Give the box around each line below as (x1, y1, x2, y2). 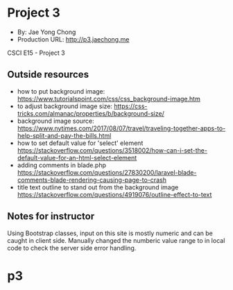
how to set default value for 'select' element (17, 139, 144, 147)
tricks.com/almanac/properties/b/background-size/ (17, 109, 164, 117)
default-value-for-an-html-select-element (17, 153, 137, 162)
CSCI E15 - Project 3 (7, 49, 65, 57)
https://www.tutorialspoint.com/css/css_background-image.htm (17, 94, 201, 103)
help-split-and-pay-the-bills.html (17, 131, 112, 139)
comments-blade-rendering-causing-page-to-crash (17, 176, 166, 184)
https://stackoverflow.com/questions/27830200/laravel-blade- (17, 168, 197, 176)
